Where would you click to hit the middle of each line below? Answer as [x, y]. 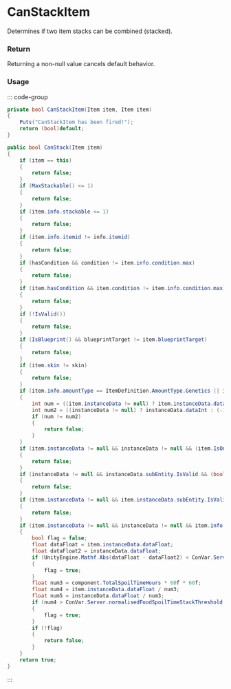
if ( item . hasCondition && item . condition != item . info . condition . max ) [123, 289]
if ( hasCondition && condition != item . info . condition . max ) [107, 263]
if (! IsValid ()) [43, 314]
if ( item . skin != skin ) [54, 365]
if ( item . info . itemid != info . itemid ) [75, 237]
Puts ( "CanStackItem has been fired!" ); [77, 122]
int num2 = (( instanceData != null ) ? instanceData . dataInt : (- [128, 410]
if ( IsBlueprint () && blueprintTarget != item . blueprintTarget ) [113, 340]
